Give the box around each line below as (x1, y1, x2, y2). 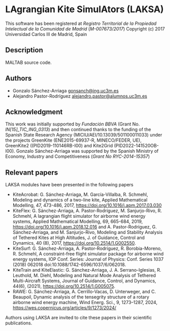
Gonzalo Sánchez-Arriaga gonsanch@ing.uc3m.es (12, 87, 119, 93)
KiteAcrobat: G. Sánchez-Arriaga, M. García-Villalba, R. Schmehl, (12, 191, 148, 197)
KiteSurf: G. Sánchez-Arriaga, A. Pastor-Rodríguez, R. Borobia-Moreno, (12, 245, 162, 252)
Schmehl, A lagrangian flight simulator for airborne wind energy (12, 213, 146, 219)
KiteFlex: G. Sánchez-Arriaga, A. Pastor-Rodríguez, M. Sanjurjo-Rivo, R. (12, 208, 162, 214)
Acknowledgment (5, 108, 63, 116)
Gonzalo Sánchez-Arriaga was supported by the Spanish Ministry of (16, 148, 159, 154)
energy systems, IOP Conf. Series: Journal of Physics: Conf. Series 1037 (12, 256, 164, 262)
